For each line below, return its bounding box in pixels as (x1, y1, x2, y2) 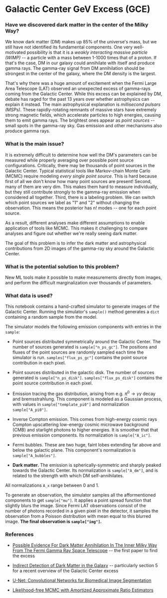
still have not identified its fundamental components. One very (5, 44, 133, 50)
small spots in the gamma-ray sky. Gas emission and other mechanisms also (5, 123, 162, 129)
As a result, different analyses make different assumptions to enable (5, 219, 145, 225)
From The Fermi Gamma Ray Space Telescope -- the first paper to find (12, 548, 158, 554)
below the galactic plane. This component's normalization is (12, 447, 136, 453)
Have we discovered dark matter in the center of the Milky (5, 21, 149, 28)
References (5, 531, 34, 538)
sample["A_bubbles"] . (12, 452, 56, 458)
